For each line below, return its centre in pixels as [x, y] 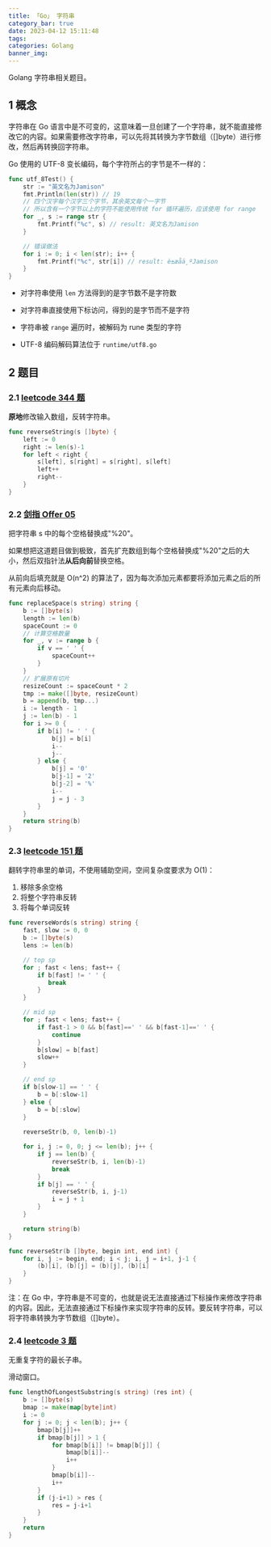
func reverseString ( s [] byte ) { [63, 432]
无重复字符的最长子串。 [47, 1360]
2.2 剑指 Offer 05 [42, 514]
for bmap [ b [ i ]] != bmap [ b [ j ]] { [106, 1445]
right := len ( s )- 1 [54, 447]
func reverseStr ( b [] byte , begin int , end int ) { [94, 1251]
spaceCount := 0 [50, 626]
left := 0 [40, 439]
